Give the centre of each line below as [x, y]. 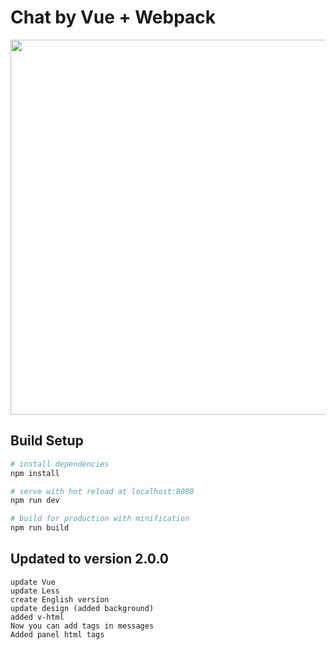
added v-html [37, 617]
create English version [60, 599]
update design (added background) [82, 608]
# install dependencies [60, 464]
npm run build [40, 528]
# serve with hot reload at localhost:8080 [102, 491]
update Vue [33, 582]
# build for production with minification [100, 519]
